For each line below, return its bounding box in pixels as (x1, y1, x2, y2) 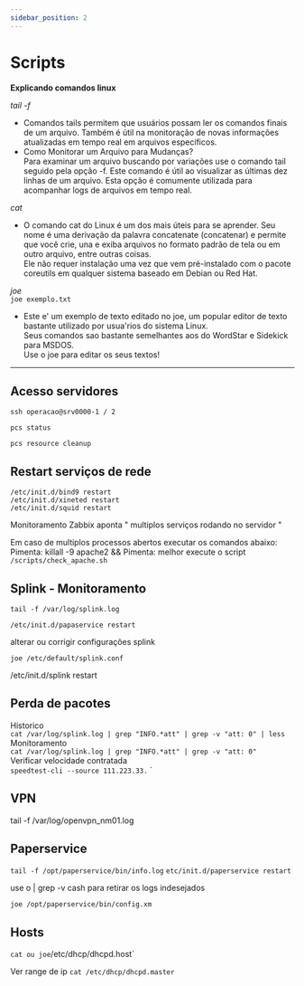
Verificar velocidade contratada (10, 754, 128, 765)
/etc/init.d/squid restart (10, 504, 112, 513)
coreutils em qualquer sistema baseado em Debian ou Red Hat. (23, 268, 258, 279)
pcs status (10, 423, 51, 432)
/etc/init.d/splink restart (10, 670, 97, 680)
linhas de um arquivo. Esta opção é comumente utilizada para (23, 175, 253, 185)
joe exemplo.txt (10, 295, 71, 304)
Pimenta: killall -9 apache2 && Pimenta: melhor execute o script (10, 546, 246, 557)
